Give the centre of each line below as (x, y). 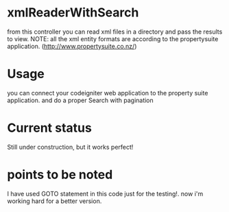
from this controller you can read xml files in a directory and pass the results (115, 32)
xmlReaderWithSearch (73, 13)
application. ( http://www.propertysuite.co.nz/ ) (72, 46)
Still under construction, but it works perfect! (70, 147)
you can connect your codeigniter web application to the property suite (108, 93)
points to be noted (60, 175)
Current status (50, 128)
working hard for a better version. (55, 201)
